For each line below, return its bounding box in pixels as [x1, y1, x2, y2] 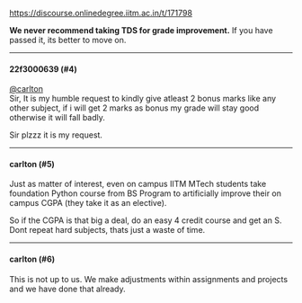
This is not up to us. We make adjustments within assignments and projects [9, 273, 289, 284]
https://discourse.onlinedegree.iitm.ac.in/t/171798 [9, 8, 193, 18]
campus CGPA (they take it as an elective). [9, 198, 167, 209]
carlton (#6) [9, 254, 56, 264]
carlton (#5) [9, 158, 56, 169]
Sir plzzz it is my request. [9, 129, 103, 140]
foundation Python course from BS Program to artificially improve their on [9, 188, 281, 199]
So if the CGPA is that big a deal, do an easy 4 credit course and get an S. [9, 215, 282, 226]
